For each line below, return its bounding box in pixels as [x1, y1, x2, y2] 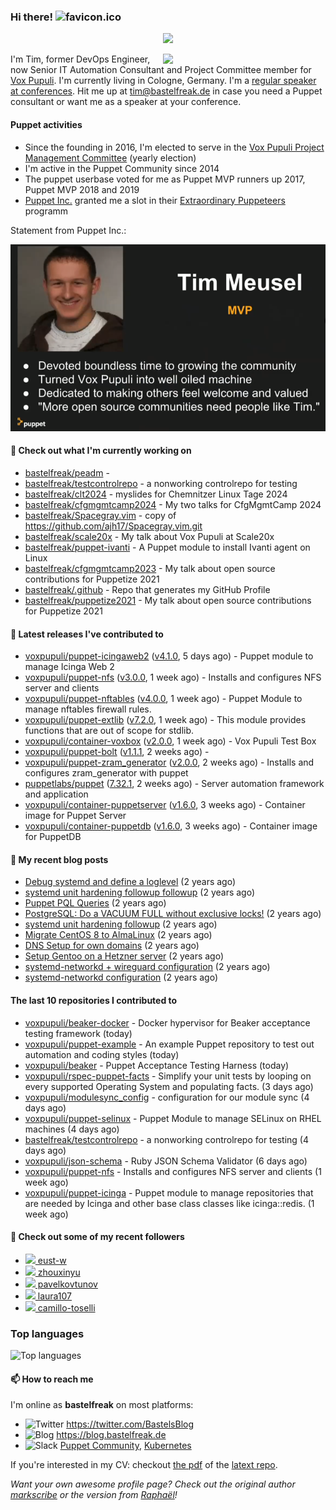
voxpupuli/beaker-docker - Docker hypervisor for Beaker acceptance [24, 1016, 311, 1029]
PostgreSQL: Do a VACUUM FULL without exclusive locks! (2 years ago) [24, 908, 322, 920]
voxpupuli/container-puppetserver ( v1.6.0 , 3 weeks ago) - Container [24, 799, 306, 811]
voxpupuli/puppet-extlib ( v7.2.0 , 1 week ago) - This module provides [24, 714, 307, 726]
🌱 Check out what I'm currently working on [10, 445, 192, 457]
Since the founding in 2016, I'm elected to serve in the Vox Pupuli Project [24, 141, 325, 153]
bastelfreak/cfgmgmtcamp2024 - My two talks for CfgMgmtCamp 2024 [24, 499, 322, 511]
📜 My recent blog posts [10, 853, 109, 865]
